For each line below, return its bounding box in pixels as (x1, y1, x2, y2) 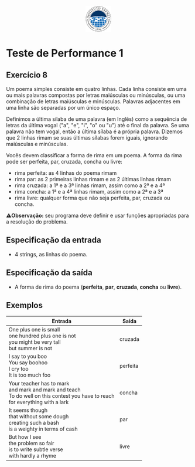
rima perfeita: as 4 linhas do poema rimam (14, 170, 117, 176)
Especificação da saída (6, 268, 93, 278)
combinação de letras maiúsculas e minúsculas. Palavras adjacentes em (6, 98, 180, 105)
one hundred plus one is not (8, 332, 76, 340)
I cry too (8, 366, 29, 373)
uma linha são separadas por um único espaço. (6, 104, 121, 111)
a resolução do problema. (6, 218, 68, 225)
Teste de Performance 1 (6, 47, 124, 60)
